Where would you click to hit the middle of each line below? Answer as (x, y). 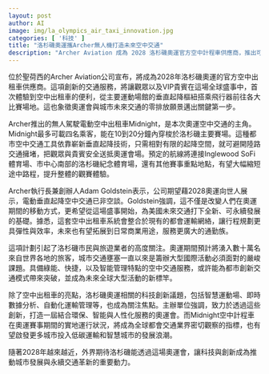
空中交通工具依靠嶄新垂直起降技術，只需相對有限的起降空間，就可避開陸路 (138, 144)
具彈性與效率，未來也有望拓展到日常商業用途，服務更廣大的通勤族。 (120, 231)
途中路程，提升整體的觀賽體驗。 (61, 174)
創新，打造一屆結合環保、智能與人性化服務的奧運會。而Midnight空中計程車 (131, 315)
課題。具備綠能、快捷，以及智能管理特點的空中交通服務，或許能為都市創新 (131, 268)
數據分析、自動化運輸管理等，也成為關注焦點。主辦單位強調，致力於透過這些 (134, 305)
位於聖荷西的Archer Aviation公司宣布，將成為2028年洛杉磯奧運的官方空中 (130, 76)
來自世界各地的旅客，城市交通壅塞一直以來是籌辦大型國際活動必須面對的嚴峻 (134, 258)
